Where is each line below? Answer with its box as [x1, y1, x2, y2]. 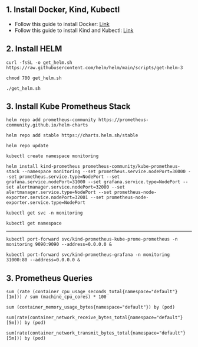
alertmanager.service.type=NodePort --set [6, 189, 112, 196]
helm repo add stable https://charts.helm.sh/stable [6, 132, 138, 138]
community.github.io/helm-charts [6, 122, 88, 128]
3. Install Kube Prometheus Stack [6, 102, 131, 112]
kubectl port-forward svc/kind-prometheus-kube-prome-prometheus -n [6, 236, 178, 242]
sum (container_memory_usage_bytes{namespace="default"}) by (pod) [6, 304, 176, 310]
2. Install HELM [6, 44, 62, 54]
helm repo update [6, 143, 49, 149]
